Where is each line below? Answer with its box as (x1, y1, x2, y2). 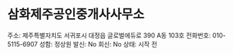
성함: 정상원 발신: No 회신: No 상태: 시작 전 (39, 39, 158, 48)
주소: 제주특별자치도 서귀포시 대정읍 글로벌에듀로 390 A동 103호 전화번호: (7, 31, 211, 39)
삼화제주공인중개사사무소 (7, 6, 145, 23)
